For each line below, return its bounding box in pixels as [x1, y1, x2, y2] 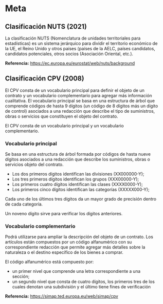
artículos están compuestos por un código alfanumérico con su [5, 239, 132, 245]
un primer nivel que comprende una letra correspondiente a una [12, 268, 141, 274]
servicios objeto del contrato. [5, 162, 64, 167]
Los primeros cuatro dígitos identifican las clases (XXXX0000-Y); [12, 182, 143, 187]
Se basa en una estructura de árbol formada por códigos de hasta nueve [5, 151, 151, 157]
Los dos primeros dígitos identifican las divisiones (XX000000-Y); [12, 171, 145, 177]
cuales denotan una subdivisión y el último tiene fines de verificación [12, 284, 151, 290]
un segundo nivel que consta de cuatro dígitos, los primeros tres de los [12, 279, 155, 284]
